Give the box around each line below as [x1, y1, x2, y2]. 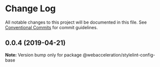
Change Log [5, 3, 56, 14]
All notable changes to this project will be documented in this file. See [5, 19, 147, 25]
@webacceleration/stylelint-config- [82, 52, 156, 58]
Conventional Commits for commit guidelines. [5, 24, 98, 30]
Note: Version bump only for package [5, 52, 82, 58]
